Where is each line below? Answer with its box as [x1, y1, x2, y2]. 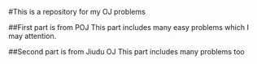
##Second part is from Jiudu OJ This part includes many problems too [8, 47, 246, 56]
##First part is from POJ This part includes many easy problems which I [8, 23, 250, 32]
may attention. [8, 32, 57, 41]
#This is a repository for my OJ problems [8, 7, 146, 16]
